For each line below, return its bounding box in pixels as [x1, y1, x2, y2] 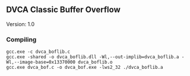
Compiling [6, 35, 37, 43]
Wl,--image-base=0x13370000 [6, 59, 76, 65]
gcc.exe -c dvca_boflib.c [6, 49, 70, 55]
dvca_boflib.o [78, 59, 113, 65]
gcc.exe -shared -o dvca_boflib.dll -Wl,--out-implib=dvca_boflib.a [6, 54, 179, 60]
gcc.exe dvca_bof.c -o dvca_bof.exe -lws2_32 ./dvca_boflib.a [6, 65, 163, 71]
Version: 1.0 [6, 20, 35, 27]
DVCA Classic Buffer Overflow [6, 5, 121, 15]
